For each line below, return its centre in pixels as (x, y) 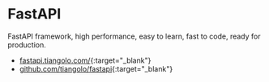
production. (27, 44)
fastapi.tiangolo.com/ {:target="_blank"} (85, 60)
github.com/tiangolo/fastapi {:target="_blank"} (96, 68)
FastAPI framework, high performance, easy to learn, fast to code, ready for (134, 36)
